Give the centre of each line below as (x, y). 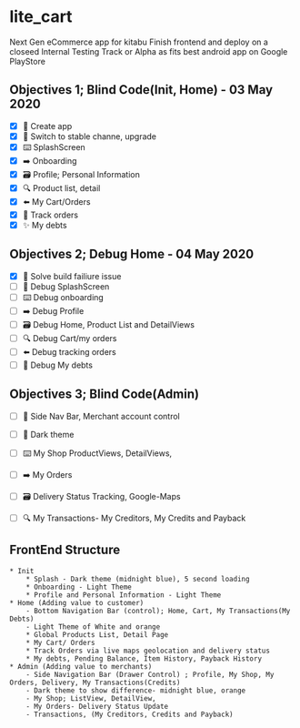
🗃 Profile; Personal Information (81, 174)
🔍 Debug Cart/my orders (70, 338)
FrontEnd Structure (65, 550)
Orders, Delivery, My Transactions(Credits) (95, 682)
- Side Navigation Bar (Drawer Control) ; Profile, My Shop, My (150, 674)
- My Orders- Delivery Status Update (97, 706)
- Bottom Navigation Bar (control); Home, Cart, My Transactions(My (158, 611)
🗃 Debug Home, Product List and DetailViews (109, 324)
